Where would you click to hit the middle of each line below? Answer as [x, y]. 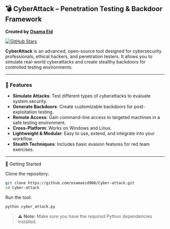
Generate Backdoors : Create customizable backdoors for [73, 107]
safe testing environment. [39, 123]
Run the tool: [18, 197]
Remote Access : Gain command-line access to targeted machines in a [86, 118]
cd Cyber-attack [22, 188]
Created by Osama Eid [29, 31]
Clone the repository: [27, 174]
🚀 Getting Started [23, 164]
